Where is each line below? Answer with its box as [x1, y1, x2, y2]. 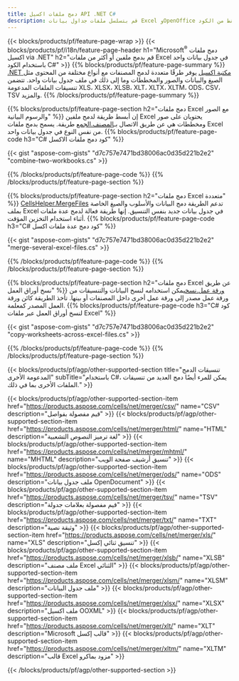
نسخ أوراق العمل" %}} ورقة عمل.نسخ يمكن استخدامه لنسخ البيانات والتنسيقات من [7, 286, 225, 295]
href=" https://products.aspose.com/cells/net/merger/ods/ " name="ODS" [7, 470, 222, 478]
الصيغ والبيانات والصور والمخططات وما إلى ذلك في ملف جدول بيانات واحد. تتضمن [7, 76, 223, 84]
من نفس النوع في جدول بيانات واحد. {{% [7, 128, 116, 136]
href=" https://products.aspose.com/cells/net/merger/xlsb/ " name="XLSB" [7, 553, 225, 562]
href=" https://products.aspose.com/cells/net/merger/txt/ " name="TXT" [7, 516, 217, 524]
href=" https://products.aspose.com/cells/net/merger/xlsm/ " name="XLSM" [7, 576, 228, 585]
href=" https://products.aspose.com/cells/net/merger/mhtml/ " [7, 447, 188, 456]
